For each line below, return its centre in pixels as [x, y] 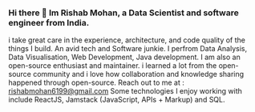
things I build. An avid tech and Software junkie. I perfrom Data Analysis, [127, 49]
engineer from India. [49, 22]
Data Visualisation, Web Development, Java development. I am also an [124, 57]
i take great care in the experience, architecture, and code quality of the [127, 40]
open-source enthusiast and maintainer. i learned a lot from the [113, 66]
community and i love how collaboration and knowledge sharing [139, 74]
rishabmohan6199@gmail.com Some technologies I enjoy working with [125, 91]
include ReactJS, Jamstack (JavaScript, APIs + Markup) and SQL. [117, 100]
